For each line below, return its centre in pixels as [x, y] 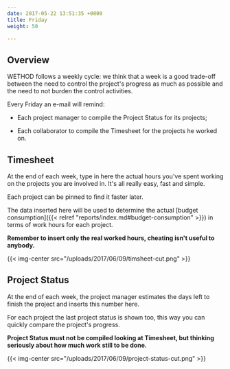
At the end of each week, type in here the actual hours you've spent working [115, 176]
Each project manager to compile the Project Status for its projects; [112, 118]
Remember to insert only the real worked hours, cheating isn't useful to [111, 238]
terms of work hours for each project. [60, 225]
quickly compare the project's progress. [64, 324]
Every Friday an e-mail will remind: [56, 104]
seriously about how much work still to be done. [77, 345]
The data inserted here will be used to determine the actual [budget [103, 210]
